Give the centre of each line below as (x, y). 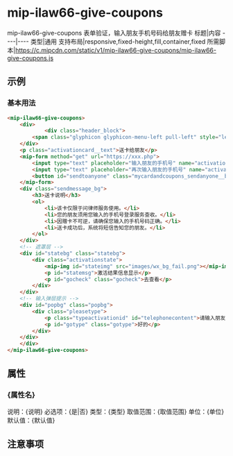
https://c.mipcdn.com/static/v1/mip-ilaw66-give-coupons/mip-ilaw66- (116, 50)
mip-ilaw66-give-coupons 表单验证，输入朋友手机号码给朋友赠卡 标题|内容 (114, 33)
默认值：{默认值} (31, 420)
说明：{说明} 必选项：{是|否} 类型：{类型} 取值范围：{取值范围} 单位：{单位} (116, 412)
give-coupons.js (31, 58)
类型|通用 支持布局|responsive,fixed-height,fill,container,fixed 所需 (125, 41)
